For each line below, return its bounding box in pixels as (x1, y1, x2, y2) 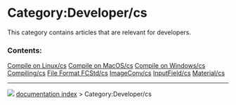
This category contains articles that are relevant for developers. (7, 28, 192, 36)
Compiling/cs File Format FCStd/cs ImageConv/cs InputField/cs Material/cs (7, 69, 225, 78)
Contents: (7, 45, 42, 55)
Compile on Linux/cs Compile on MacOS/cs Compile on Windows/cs (7, 62, 206, 70)
